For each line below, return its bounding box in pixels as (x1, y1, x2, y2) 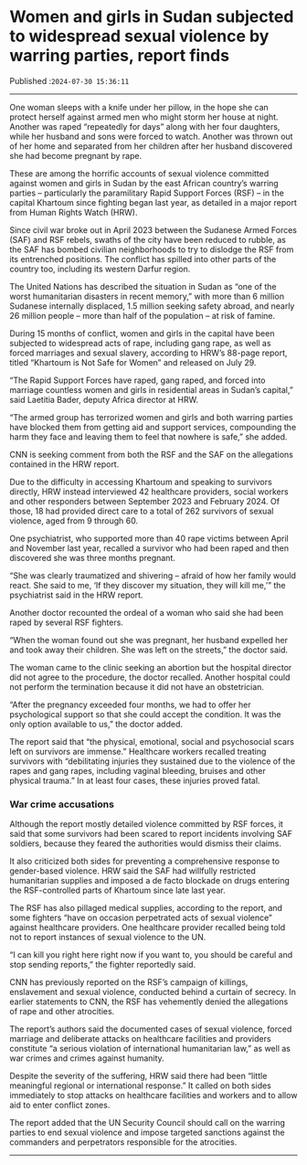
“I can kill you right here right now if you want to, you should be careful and (9, 949, 293, 960)
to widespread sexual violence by (9, 26, 270, 47)
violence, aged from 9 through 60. (9, 514, 139, 526)
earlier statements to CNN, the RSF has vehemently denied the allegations (9, 996, 289, 1007)
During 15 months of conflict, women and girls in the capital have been (9, 327, 275, 339)
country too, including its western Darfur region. (9, 263, 191, 274)
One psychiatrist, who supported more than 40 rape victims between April (9, 533, 290, 544)
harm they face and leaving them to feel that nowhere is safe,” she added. (9, 431, 288, 442)
